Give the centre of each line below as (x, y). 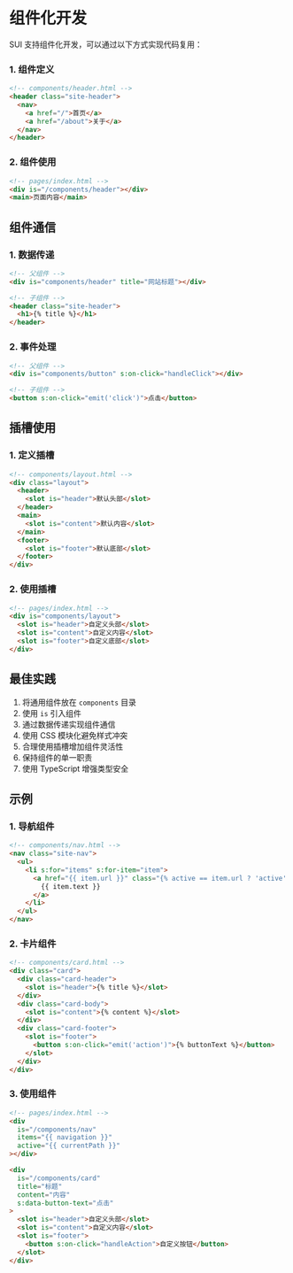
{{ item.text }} (71, 886)
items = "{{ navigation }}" (65, 1138)
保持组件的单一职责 (57, 757)
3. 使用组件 (33, 1094)
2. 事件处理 (33, 347)
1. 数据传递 (32, 255)
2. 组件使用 (33, 162)
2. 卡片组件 (33, 944)
